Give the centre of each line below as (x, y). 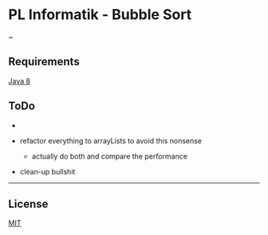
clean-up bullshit (47, 171)
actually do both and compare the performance (109, 156)
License (28, 204)
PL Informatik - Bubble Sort (100, 15)
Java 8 (19, 80)
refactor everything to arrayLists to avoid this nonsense (110, 140)
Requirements (44, 62)
